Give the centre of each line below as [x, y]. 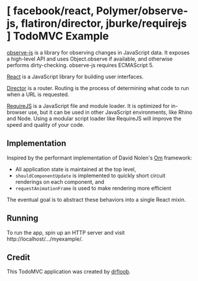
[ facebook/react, [50, 11]
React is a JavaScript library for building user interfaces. [75, 76]
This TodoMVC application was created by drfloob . [69, 272]
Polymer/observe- [142, 11]
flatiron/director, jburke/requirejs [104, 23]
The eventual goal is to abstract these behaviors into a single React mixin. [96, 199]
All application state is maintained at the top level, [76, 169]
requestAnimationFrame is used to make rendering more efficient [93, 188]
